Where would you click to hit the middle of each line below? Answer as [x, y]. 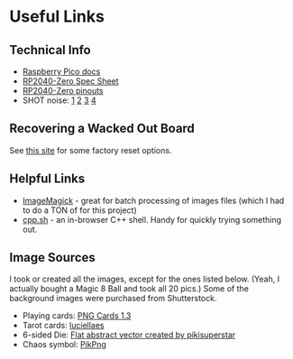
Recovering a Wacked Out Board [102, 129]
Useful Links [57, 17]
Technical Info [50, 50]
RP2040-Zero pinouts [63, 91]
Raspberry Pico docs [61, 71]
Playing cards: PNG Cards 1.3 [77, 316]
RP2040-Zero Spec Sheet [70, 81]
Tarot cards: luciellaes [64, 326]
